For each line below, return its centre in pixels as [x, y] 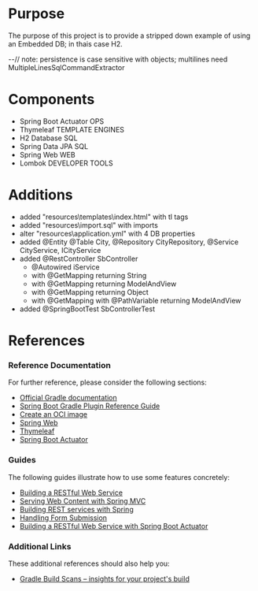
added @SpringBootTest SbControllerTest [87, 309]
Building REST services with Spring [76, 509]
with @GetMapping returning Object [90, 292]
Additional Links [40, 546]
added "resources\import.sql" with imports [89, 225]
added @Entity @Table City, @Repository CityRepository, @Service [129, 242]
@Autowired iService [65, 267]
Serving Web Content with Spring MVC [83, 500]
